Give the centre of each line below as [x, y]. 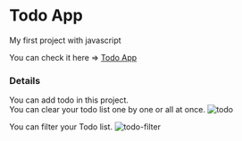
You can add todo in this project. [69, 100]
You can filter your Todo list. [61, 127]
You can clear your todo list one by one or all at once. [107, 110]
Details [25, 80]
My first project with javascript [66, 40]
